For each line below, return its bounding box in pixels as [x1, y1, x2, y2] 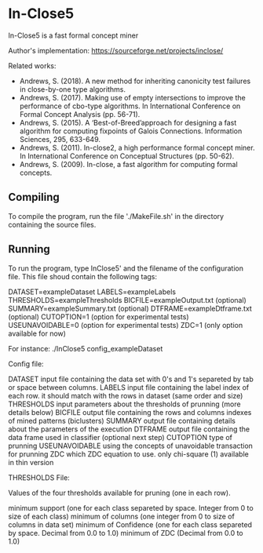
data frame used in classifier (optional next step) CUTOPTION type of [8, 432, 233, 442]
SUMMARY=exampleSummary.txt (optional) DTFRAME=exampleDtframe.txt [8, 304, 253, 313]
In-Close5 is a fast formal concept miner [8, 31, 139, 40]
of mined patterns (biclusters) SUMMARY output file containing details [8, 416, 236, 425]
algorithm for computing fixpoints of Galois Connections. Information [19, 126, 243, 136]
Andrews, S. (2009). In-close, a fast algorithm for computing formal [19, 159, 238, 169]
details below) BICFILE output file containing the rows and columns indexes [8, 407, 252, 417]
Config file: [8, 358, 45, 369]
